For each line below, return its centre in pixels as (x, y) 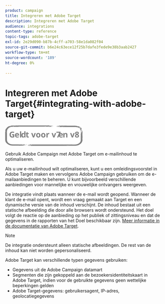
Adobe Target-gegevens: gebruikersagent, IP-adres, (66, 291)
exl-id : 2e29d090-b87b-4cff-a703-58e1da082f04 (54, 42)
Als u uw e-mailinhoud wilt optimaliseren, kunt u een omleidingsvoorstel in (81, 169)
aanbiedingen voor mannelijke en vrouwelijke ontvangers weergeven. (76, 185)
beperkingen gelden (33, 286)
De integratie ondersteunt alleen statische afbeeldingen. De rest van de (78, 245)
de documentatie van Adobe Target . (42, 226)
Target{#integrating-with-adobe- (76, 104)
